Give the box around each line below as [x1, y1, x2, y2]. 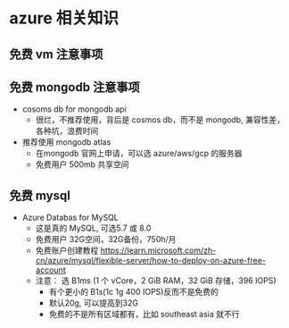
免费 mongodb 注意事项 [9, 80, 140, 95]
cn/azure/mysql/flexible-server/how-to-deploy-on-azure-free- [35, 256, 266, 266]
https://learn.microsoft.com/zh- [100, 245, 217, 256]
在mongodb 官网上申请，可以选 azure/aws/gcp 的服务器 [35, 148, 243, 159]
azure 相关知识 [9, 8, 119, 29]
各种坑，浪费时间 [35, 126, 99, 137]
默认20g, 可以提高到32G [48, 298, 138, 308]
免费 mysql [9, 188, 71, 203]
